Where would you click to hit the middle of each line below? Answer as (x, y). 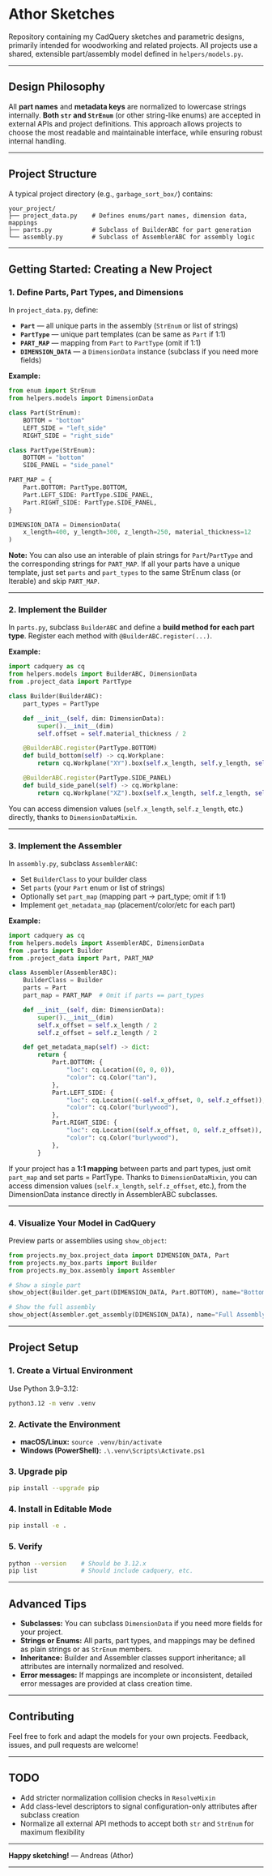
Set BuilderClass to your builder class (83, 879)
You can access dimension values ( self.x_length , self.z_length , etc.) (126, 809)
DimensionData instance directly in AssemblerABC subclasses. (113, 1194)
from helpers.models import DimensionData (81, 398)
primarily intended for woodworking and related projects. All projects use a (133, 45)
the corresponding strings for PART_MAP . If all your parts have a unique (124, 564)
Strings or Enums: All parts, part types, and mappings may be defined (137, 1641)
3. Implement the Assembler (65, 846)
